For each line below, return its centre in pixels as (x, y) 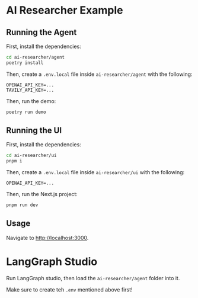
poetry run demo (26, 112)
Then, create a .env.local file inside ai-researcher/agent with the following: (99, 74)
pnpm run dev (22, 205)
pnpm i (14, 161)
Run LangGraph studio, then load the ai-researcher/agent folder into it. (93, 278)
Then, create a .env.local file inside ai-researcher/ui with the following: (95, 172)
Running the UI (34, 131)
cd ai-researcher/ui (32, 156)
